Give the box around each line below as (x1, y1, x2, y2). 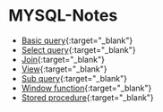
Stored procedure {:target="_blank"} (21, 91, 154, 103)
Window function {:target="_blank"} (21, 82, 152, 93)
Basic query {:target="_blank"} (21, 35, 133, 46)
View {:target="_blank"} (21, 64, 108, 74)
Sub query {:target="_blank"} (21, 73, 127, 83)
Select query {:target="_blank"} (21, 44, 136, 55)
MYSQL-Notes (8, 5, 118, 26)
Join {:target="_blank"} (21, 54, 105, 65)
